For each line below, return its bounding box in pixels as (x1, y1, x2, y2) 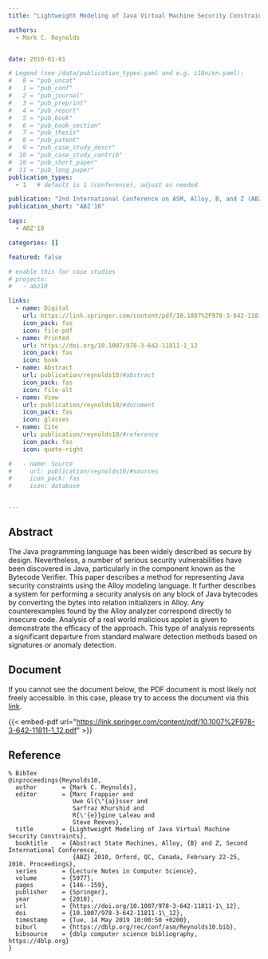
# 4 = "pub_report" (8, 106, 81, 114)
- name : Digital (15, 304, 69, 312)
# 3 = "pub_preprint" (8, 99, 88, 107)
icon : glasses (22, 416, 69, 424)
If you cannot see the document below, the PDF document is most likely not (8, 684, 257, 694)
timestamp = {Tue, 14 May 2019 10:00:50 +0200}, (15, 916, 191, 925)
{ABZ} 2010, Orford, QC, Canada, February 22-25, (72, 854, 241, 862)
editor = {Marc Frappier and (15, 791, 134, 799)
